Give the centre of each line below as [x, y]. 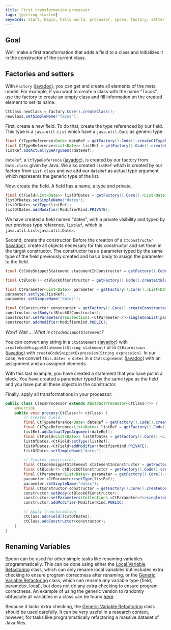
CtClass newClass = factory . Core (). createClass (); [60, 112]
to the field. [17, 262]
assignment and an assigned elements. [46, 363]
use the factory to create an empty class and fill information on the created [84, 97]
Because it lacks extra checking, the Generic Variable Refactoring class [80, 607]
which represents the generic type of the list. [52, 176]
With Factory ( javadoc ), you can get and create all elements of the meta [81, 86]
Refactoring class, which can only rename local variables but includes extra [84, 570]
